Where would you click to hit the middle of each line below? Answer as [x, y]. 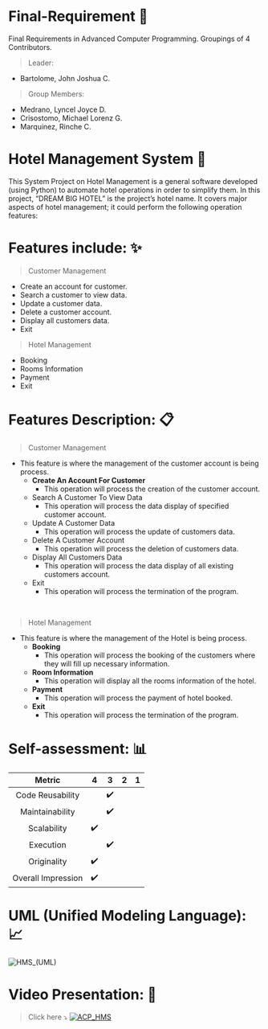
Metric [48, 780]
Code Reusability [48, 795]
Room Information [63, 672]
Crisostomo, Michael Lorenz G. [71, 118]
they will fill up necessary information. [107, 663]
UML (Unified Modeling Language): [128, 915]
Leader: [41, 63]
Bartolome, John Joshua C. [65, 78]
